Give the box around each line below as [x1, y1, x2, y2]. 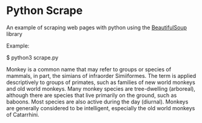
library [6, 30, 22, 37]
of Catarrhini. [6, 111, 39, 118]
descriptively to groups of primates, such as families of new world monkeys [6, 79, 195, 86]
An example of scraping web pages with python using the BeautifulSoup [6, 24, 187, 31]
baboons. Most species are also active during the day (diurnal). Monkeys [6, 98, 189, 105]
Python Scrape [6, 4, 83, 18]
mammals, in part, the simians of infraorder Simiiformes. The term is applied [6, 72, 197, 79]
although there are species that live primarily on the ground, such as [6, 91, 177, 99]
